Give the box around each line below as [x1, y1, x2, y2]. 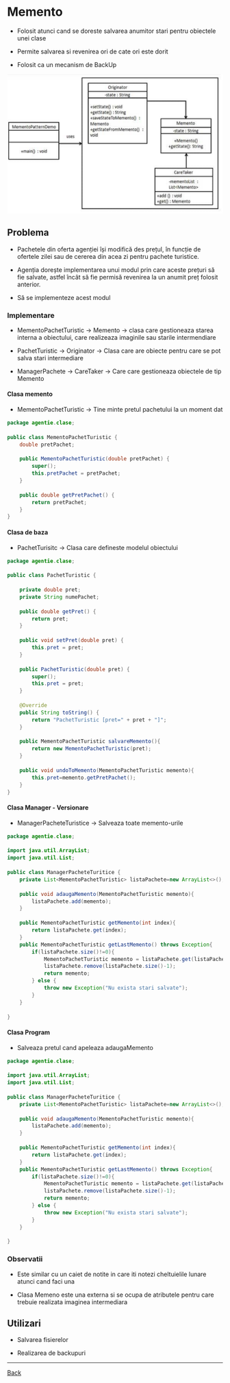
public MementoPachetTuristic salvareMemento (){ [19, 738, 161, 745]
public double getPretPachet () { [19, 491, 115, 499]
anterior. [16, 280, 41, 288]
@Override [19, 702, 48, 709]
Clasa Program [7, 1028, 50, 1036]
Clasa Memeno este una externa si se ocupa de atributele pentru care [16, 1291, 214, 1299]
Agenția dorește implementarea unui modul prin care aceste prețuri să [16, 265, 215, 274]
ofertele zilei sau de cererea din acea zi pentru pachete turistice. [16, 252, 200, 260]
